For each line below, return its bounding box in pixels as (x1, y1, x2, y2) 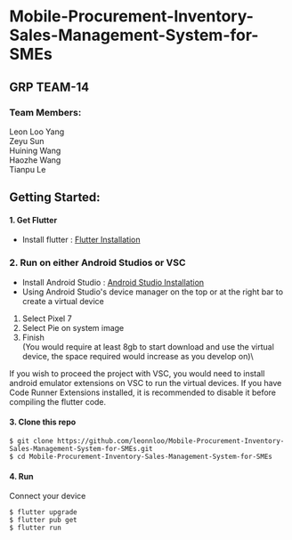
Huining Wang (9, 145, 61, 156)
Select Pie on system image (21, 322, 125, 333)
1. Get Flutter (9, 214, 58, 225)
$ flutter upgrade (9, 508, 77, 517)
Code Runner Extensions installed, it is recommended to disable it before (9, 387, 277, 398)
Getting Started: (9, 189, 101, 206)
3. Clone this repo (9, 416, 77, 428)
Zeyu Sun (9, 135, 45, 146)
